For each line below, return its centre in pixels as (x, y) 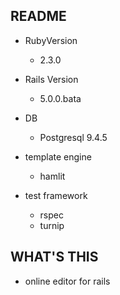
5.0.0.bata (60, 98)
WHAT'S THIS (54, 257)
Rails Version (51, 79)
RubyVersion (51, 40)
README (38, 16)
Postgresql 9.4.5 (73, 137)
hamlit (52, 176)
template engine (58, 156)
